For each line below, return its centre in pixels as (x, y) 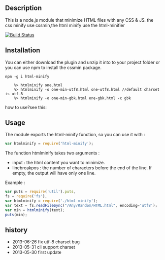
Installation (23, 51)
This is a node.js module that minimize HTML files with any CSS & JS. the (79, 20)
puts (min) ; (16, 215)
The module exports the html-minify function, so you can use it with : (75, 135)
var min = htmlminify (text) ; (35, 210)
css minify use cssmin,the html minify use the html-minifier (65, 25)
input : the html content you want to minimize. (59, 163)
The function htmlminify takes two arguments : (52, 153)
